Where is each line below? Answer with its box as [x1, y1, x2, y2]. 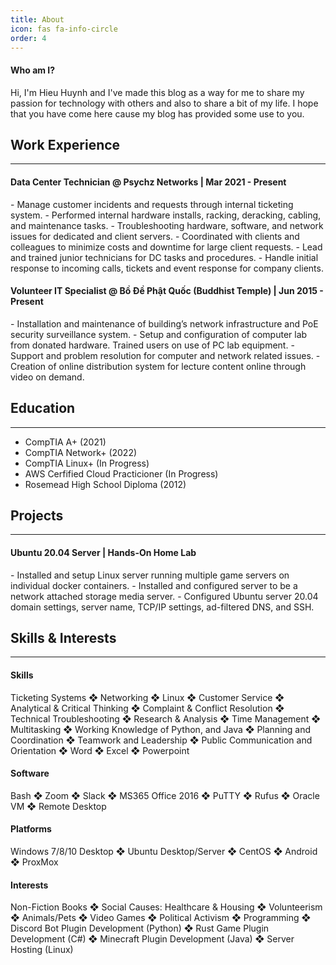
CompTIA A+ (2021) [24, 436, 107, 448]
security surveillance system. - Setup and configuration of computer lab [10, 328, 308, 340]
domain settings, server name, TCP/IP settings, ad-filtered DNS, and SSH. [10, 601, 315, 613]
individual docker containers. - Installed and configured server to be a [10, 579, 298, 591]
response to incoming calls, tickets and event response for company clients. [10, 262, 324, 274]
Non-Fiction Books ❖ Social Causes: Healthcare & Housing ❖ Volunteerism [10, 901, 323, 913]
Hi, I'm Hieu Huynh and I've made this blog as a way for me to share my [10, 86, 305, 98]
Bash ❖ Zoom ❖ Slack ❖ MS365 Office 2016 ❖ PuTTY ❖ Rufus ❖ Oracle [10, 789, 320, 801]
